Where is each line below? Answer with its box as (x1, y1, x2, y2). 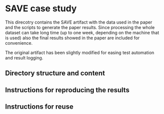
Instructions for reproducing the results (5, 85, 130, 94)
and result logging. (5, 55, 43, 60)
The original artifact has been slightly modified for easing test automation (5, 50, 155, 56)
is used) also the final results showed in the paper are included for (5, 35, 140, 41)
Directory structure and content (5, 69, 105, 78)
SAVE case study (5, 3, 77, 14)
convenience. (5, 40, 33, 46)
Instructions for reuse (5, 103, 74, 111)
